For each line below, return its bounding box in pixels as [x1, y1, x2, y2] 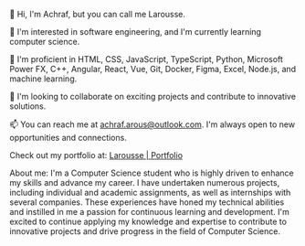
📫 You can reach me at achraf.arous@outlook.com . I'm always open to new [9, 119, 295, 130]
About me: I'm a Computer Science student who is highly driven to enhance [9, 167, 294, 178]
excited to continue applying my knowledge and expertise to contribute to [9, 216, 288, 227]
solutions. [9, 101, 47, 112]
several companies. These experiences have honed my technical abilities [9, 197, 285, 208]
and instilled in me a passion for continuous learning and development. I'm [9, 207, 289, 217]
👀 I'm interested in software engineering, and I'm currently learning [9, 27, 262, 37]
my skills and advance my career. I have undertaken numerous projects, [9, 177, 280, 187]
